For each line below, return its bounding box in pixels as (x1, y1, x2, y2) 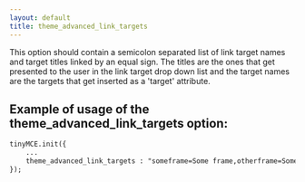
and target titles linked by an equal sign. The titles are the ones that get (9, 56, 275, 67)
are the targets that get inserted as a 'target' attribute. (9, 75, 211, 86)
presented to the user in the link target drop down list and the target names (9, 65, 290, 77)
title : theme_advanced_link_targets (9, 22, 148, 31)
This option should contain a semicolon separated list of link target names (9, 46, 286, 57)
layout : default (9, 13, 71, 23)
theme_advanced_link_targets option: (9, 115, 229, 131)
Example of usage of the (9, 101, 150, 117)
